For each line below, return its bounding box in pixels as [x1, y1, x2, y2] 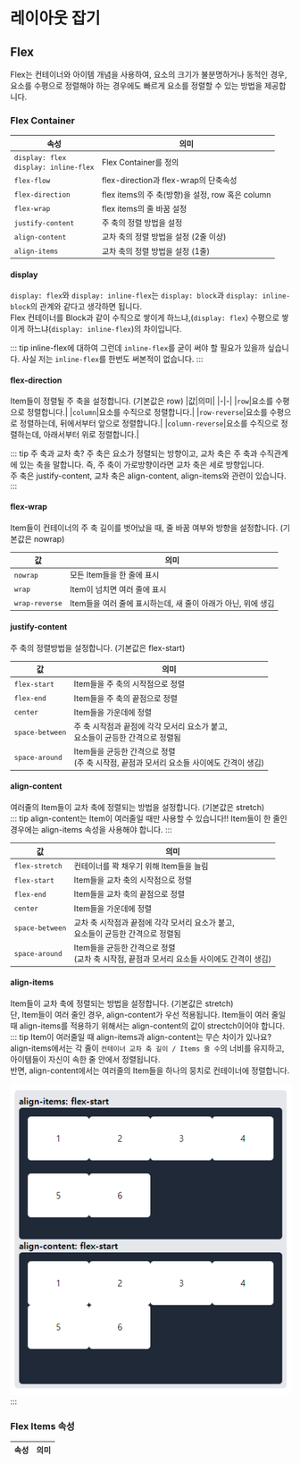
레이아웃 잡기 [10, 8, 101, 29]
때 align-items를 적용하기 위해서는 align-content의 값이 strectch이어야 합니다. [10, 1020, 285, 1031]
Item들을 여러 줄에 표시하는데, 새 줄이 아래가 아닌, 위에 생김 [69, 597, 275, 608]
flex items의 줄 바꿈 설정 [102, 203, 187, 214]
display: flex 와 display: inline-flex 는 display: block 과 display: [10, 290, 259, 300]
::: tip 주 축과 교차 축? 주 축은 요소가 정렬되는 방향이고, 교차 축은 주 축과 [10, 448, 258, 459]
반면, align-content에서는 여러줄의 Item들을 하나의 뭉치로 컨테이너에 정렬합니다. [10, 1065, 290, 1076]
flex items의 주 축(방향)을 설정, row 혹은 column [102, 189, 271, 199]
